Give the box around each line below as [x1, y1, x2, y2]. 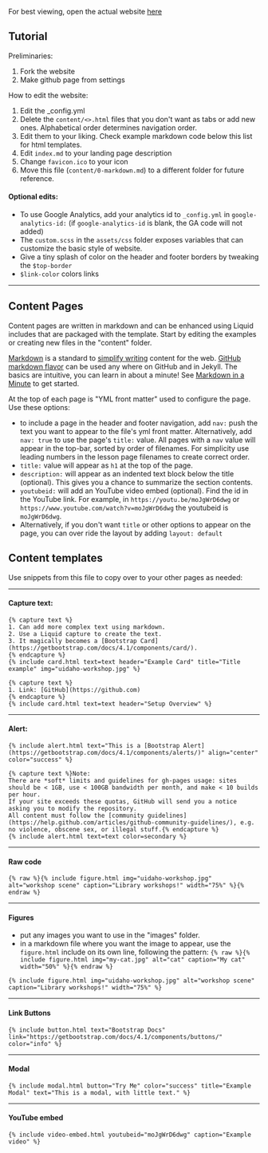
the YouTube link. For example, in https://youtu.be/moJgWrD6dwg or [19, 494, 240, 503]
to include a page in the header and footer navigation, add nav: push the [19, 418, 258, 428]
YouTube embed [8, 1113, 64, 1123]
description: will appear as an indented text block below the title [19, 468, 235, 478]
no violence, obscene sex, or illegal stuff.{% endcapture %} [8, 826, 219, 834]
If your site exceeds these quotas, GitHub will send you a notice [8, 798, 238, 806]
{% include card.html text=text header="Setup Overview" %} [8, 700, 213, 708]
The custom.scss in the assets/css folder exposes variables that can [19, 235, 244, 245]
